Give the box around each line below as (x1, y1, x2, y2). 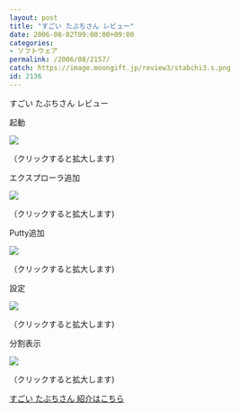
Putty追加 (9, 227, 45, 238)
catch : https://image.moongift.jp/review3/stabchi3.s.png (9, 64, 231, 73)
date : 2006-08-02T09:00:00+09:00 (9, 30, 135, 39)
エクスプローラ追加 (9, 172, 81, 183)
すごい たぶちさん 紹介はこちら (9, 393, 125, 404)
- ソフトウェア (9, 47, 58, 56)
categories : (9, 38, 54, 48)
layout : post (9, 13, 58, 23)
